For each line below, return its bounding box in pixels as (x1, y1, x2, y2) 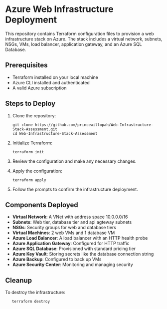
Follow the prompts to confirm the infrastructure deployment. (12, 186, 138, 192)
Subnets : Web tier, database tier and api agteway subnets (12, 219, 132, 225)
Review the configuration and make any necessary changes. (12, 158, 137, 164)
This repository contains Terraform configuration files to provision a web (5, 30, 155, 36)
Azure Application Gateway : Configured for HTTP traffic (12, 241, 130, 247)
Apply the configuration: (12, 168, 62, 174)
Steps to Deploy (5, 99, 56, 108)
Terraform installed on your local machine (12, 74, 98, 80)
